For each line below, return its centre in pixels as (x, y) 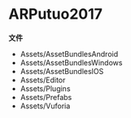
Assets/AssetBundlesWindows (71, 63)
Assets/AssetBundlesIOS (62, 71)
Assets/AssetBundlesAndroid (69, 54)
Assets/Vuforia (45, 106)
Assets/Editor (43, 80)
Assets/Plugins (45, 88)
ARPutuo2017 (56, 14)
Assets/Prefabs (46, 97)
